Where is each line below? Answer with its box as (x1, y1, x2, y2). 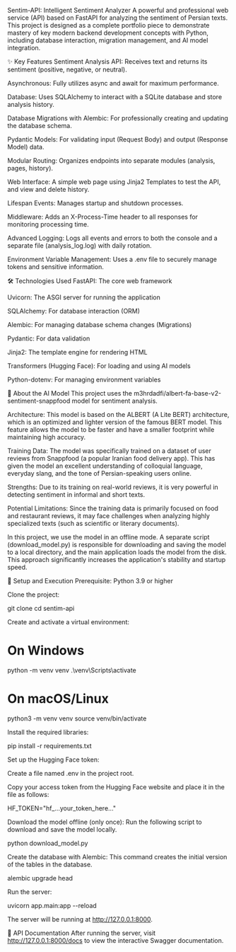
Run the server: (7, 888, 52, 896)
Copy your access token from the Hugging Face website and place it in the (7, 782, 225, 791)
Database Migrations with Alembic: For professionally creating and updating (7, 114, 228, 122)
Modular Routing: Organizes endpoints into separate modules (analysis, (7, 156, 216, 165)
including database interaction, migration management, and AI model (7, 36, 208, 45)
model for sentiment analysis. (71, 396, 158, 405)
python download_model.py (7, 839, 88, 847)
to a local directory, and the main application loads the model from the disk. (7, 548, 228, 556)
